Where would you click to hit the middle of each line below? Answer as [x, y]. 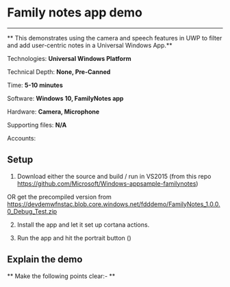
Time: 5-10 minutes [35, 85]
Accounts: [22, 138]
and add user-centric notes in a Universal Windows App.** [90, 45]
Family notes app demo [75, 13]
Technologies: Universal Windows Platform [69, 58]
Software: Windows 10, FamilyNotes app [65, 98]
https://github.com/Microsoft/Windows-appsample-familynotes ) [107, 184]
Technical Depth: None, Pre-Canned [59, 72]
